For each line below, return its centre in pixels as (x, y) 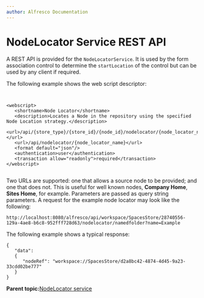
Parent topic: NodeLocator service (49, 288)
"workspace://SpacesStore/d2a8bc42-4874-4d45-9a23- (119, 261)
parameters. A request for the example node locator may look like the (93, 200)
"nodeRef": (36, 261)
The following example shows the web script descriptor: (76, 83)
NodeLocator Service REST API (86, 42)
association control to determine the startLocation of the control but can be (102, 65)
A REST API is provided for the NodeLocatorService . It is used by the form (97, 59)
